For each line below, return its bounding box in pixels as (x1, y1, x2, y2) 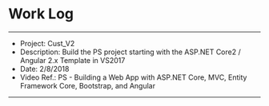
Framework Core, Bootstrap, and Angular (19, 80, 156, 90)
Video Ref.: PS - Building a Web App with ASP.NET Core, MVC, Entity (19, 73, 247, 82)
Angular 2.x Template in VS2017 (19, 55, 126, 65)
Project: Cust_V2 (19, 38, 75, 48)
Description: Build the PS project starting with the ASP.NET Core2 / (19, 47, 242, 57)
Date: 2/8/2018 (19, 64, 70, 73)
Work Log (8, 5, 74, 23)
